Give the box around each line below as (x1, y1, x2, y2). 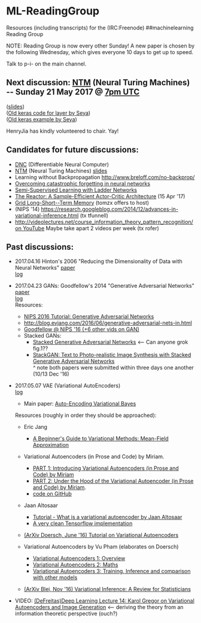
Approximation (32, 442, 69, 449)
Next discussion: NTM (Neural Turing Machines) (6, 77, 190, 88)
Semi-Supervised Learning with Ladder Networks (14, 186, 138, 193)
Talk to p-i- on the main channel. (6, 60, 87, 67)
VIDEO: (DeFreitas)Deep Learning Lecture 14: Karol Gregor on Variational (14, 597, 194, 604)
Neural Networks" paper (14, 264, 75, 272)
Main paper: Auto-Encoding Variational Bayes (23, 400, 136, 407)
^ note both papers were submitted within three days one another (32, 364, 194, 371)
